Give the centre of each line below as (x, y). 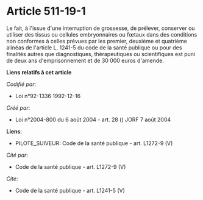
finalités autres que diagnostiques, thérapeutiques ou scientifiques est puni (101, 54)
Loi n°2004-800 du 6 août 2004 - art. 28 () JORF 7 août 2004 (93, 120)
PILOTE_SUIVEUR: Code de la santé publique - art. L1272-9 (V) (94, 143)
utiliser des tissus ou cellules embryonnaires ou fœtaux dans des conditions (102, 34)
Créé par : (18, 107)
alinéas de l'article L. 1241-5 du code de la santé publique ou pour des (94, 48)
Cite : (12, 179)
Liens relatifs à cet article (39, 72)
